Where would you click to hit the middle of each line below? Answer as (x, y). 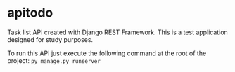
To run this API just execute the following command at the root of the (107, 53)
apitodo (30, 13)
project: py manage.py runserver (54, 60)
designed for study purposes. (50, 39)
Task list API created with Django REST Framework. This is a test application (118, 32)
